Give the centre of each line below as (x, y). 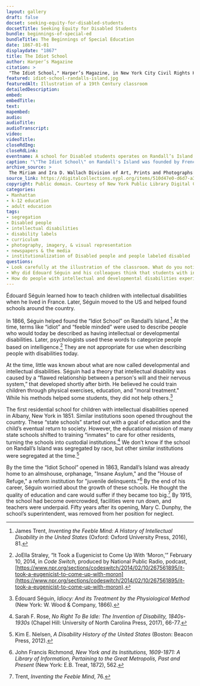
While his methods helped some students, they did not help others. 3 (90, 397)
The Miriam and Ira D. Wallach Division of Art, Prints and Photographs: (102, 173)
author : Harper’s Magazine (40, 62)
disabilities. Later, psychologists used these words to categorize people (94, 340)
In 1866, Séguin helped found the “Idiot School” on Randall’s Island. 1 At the (97, 320)
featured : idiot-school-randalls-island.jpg (62, 78)
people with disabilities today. (43, 353)
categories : (21, 189)
